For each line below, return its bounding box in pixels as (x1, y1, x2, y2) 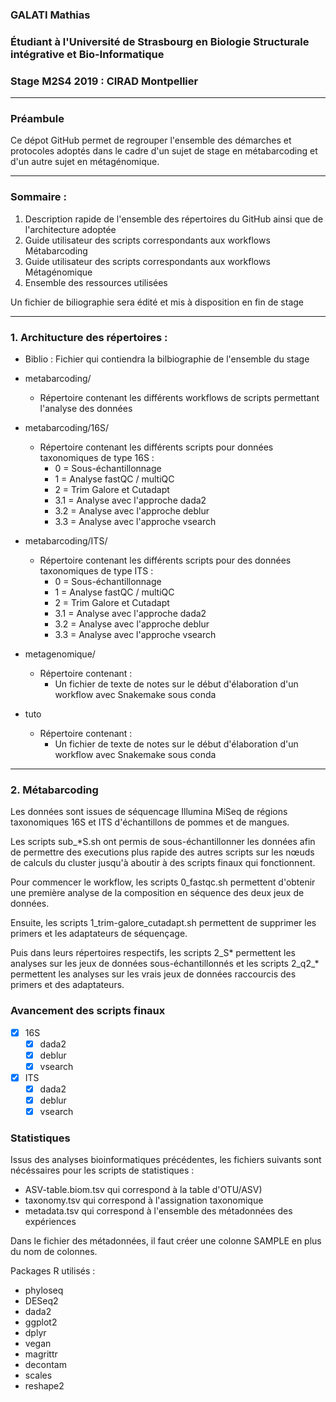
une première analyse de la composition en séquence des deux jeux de (10, 887, 305, 899)
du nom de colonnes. (10, 1246, 98, 1258)
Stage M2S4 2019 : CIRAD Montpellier (10, 74, 199, 88)
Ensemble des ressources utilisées (24, 276, 168, 288)
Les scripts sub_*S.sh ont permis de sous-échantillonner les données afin (10, 836, 316, 848)
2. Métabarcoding (10, 783, 99, 797)
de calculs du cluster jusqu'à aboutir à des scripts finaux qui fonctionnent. (10, 857, 316, 869)
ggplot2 (24, 1316, 58, 1328)
